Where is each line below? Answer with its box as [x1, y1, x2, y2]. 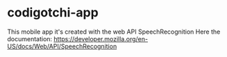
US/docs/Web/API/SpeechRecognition [7, 42, 117, 50]
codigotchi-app [7, 5, 99, 21]
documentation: [7, 34, 53, 43]
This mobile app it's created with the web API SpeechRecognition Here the [7, 27, 221, 36]
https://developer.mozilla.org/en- [53, 34, 148, 43]
